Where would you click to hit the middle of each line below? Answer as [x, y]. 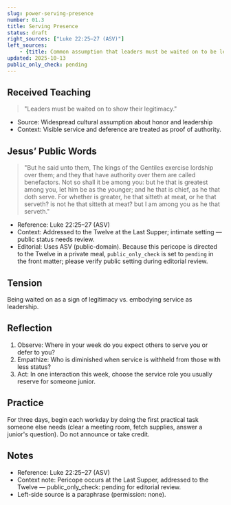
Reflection [30, 328]
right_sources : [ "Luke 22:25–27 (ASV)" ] [66, 39]
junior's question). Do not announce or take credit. [78, 434]
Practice [25, 403]
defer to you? [36, 352]
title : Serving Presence [43, 26]
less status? [34, 367]
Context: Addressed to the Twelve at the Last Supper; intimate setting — [119, 232]
